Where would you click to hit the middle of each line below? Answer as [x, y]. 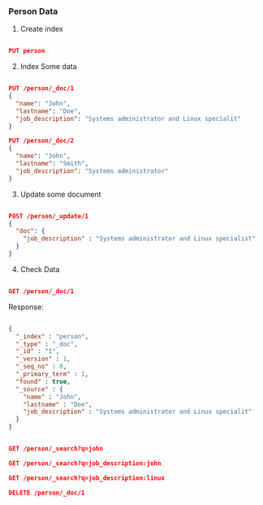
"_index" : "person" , [52, 336]
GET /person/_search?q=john [56, 449]
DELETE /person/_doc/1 [47, 493]
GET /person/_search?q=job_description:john [85, 463]
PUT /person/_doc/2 [41, 141]
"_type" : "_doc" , [47, 344]
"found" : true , [43, 382]
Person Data [33, 11]
